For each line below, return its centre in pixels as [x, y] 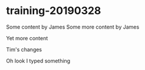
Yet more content [27, 38]
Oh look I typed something [38, 61]
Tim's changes [24, 49]
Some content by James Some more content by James [73, 27]
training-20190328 [54, 11]
